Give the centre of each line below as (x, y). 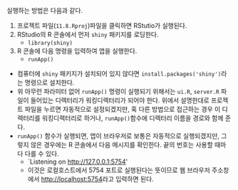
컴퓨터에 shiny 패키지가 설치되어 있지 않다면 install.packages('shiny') (119, 74)
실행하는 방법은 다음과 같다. (45, 10)
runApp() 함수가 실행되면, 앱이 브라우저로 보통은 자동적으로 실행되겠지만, (118, 136)
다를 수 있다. (42, 154)
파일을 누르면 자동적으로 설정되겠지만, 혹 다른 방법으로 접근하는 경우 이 (123, 109)
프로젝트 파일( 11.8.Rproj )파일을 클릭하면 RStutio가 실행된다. (102, 26)
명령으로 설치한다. (50, 83)
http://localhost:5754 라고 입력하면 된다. (97, 179)
